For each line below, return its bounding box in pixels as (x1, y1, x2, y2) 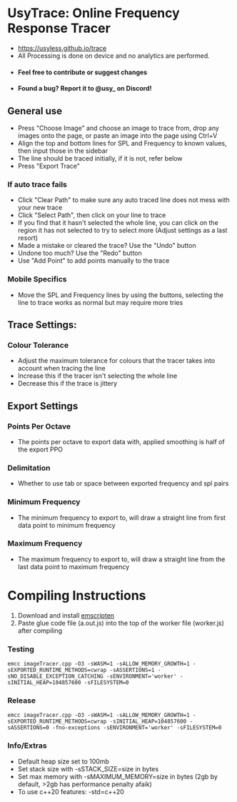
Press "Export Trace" (17, 161, 81, 170)
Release (7, 695, 36, 705)
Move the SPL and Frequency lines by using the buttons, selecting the (17, 291, 223, 299)
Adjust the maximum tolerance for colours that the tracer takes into (17, 356, 216, 365)
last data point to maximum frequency (17, 562, 130, 571)
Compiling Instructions (7, 587, 146, 603)
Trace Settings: (7, 319, 77, 331)
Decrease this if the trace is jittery (17, 379, 118, 388)
